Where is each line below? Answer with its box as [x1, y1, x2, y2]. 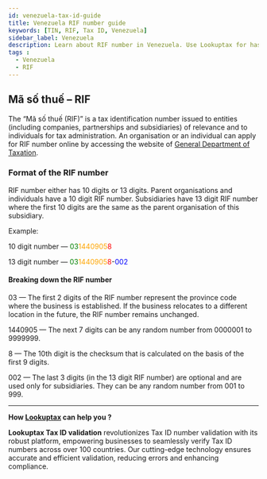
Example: [8, 226, 39, 235]
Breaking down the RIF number [8, 275, 113, 284]
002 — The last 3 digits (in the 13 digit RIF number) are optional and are [8, 373, 242, 382]
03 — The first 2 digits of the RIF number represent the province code [8, 293, 237, 303]
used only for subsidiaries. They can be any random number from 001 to [8, 381, 245, 391]
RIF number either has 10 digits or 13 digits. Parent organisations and [8, 185, 233, 195]
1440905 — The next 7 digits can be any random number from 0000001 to [8, 325, 253, 334]
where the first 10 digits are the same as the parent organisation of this [8, 202, 240, 211]
